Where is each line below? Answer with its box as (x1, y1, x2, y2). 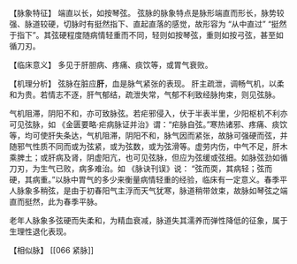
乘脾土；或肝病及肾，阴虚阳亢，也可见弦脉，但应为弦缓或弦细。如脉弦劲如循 (9, 153, 288, 162)
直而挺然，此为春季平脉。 (9, 197, 103, 207)
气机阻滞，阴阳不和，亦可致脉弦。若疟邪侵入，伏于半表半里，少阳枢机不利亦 (9, 109, 288, 118)
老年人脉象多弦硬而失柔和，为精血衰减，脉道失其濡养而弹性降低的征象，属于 (9, 215, 288, 225)
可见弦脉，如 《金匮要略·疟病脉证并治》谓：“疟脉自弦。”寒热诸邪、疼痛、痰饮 (9, 119, 288, 130)
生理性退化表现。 (9, 226, 72, 237)
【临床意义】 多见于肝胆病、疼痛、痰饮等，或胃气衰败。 (9, 60, 213, 70)
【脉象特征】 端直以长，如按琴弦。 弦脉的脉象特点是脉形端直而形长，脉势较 (9, 8, 285, 18)
